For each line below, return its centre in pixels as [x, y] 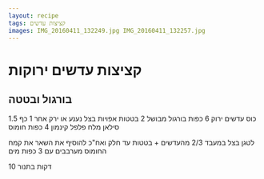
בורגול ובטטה [40, 99]
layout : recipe [34, 16]
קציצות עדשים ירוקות [75, 70]
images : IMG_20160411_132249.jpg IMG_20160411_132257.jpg [107, 30]
